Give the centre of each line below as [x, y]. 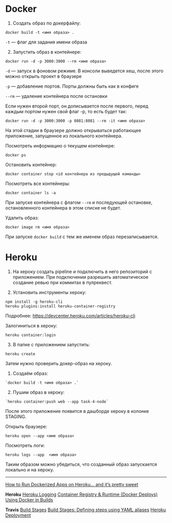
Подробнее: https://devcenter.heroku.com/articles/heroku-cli [70, 316]
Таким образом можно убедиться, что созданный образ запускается [81, 464]
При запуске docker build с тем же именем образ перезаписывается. [82, 237]
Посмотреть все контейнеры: [38, 183]
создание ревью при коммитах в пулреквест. [62, 282]
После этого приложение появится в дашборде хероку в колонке [77, 411]
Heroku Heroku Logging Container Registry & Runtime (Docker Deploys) [81, 494]
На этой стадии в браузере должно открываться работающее [73, 130]
